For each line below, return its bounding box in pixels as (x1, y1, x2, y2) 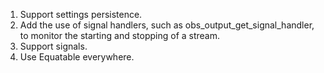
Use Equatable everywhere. (19, 51, 135, 63)
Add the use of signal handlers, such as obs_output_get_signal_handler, (19, 19, 315, 31)
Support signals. (19, 40, 88, 52)
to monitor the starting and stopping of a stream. (19, 30, 221, 41)
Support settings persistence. (19, 9, 143, 20)
